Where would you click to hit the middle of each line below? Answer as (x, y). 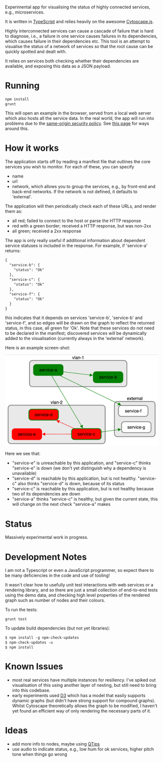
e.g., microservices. (25, 12)
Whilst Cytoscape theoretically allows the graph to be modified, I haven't (85, 706)
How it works (32, 148)
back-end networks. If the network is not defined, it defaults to (75, 192)
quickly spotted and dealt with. (36, 51)
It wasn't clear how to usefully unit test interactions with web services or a (79, 585)
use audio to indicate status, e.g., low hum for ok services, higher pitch (83, 749)
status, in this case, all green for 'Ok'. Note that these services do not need (80, 328)
